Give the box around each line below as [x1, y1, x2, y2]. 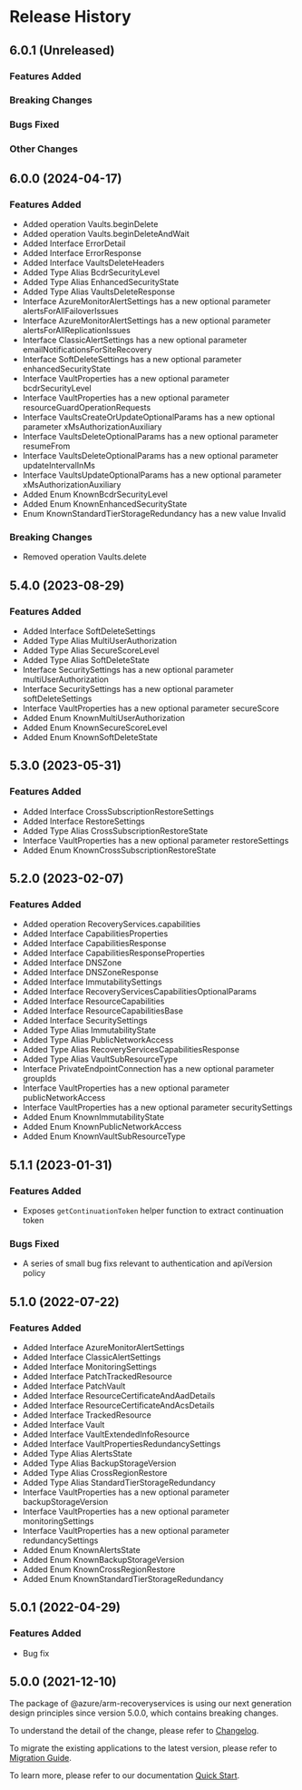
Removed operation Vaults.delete [22, 551, 147, 562]
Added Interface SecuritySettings [22, 1015, 148, 1026]
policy [22, 1268, 46, 1279]
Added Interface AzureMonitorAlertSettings [22, 1341, 185, 1352]
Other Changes [9, 143, 79, 155]
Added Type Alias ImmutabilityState [22, 1024, 157, 1036]
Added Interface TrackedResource [22, 1409, 152, 1420]
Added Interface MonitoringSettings [22, 1360, 157, 1372]
